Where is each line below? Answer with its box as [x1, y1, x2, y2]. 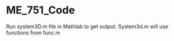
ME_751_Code [6, 4, 75, 17]
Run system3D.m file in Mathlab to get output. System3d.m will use [6, 23, 169, 30]
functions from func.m [6, 29, 61, 36]
